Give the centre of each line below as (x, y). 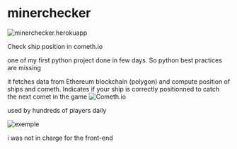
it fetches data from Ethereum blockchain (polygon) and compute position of (119, 81)
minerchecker (49, 13)
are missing (24, 67)
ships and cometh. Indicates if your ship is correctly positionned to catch (114, 89)
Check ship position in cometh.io (55, 46)
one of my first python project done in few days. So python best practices (115, 60)
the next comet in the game (47, 96)
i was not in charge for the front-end (60, 138)
